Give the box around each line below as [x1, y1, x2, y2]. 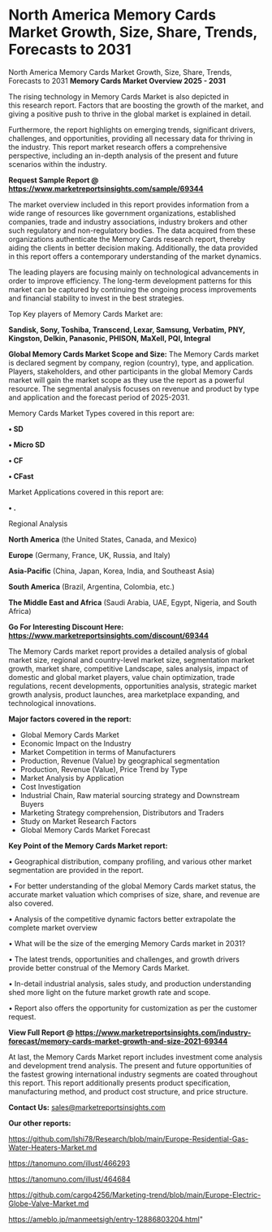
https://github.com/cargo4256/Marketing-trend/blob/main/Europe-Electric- [8, 1190, 261, 1199]
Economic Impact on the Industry [19, 739, 132, 748]
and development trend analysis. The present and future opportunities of [8, 1060, 253, 1070]
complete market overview [8, 923, 97, 932]
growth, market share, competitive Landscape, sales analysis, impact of [8, 664, 249, 673]
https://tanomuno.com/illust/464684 [8, 1174, 132, 1184]
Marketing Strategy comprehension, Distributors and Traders [19, 808, 225, 818]
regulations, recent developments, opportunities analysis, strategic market [8, 681, 257, 691]
